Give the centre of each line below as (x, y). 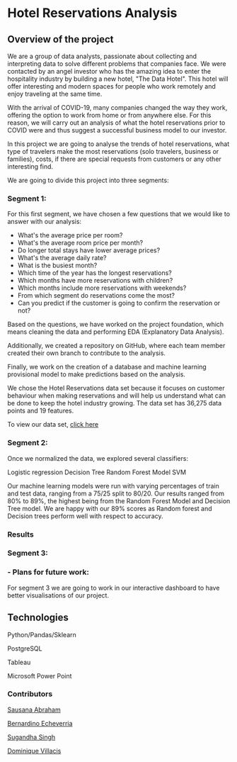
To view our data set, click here (53, 425)
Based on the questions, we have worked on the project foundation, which (116, 325)
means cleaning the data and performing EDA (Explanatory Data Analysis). (116, 332)
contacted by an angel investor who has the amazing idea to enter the (109, 71)
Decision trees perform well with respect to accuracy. (86, 516)
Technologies (38, 618)
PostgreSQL (25, 648)
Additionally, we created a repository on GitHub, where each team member (116, 346)
